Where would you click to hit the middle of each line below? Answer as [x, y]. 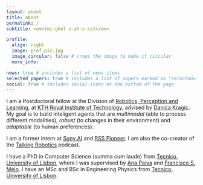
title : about [23, 17]
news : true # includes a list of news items [63, 73]
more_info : [25, 62]
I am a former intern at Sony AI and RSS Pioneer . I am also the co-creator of [100, 139]
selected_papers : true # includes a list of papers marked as [86, 78]
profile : [17, 40]
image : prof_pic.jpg [37, 51]
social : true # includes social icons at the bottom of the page [90, 84]
